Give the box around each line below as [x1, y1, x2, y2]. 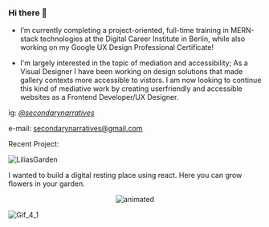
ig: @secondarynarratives [8, 108, 95, 118]
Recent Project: [8, 139, 59, 149]
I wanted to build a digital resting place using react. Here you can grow [8, 171, 243, 180]
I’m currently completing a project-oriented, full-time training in [19, 26, 229, 35]
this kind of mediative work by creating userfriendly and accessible [19, 84, 243, 93]
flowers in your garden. [8, 179, 86, 188]
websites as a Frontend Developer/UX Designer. [19, 93, 179, 102]
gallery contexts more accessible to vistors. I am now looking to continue [19, 76, 262, 85]
